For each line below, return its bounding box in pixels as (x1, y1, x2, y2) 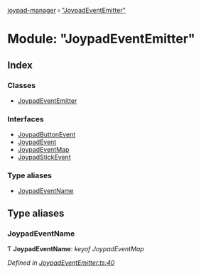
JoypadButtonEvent (17, 131, 76, 139)
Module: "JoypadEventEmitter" (7, 31, 195, 47)
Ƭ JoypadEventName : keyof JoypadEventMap (7, 245, 144, 253)
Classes (7, 80, 36, 90)
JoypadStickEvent (17, 153, 71, 162)
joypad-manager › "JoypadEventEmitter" (7, 6, 126, 14)
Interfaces (7, 114, 44, 124)
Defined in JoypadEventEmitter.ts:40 (7, 258, 115, 267)
